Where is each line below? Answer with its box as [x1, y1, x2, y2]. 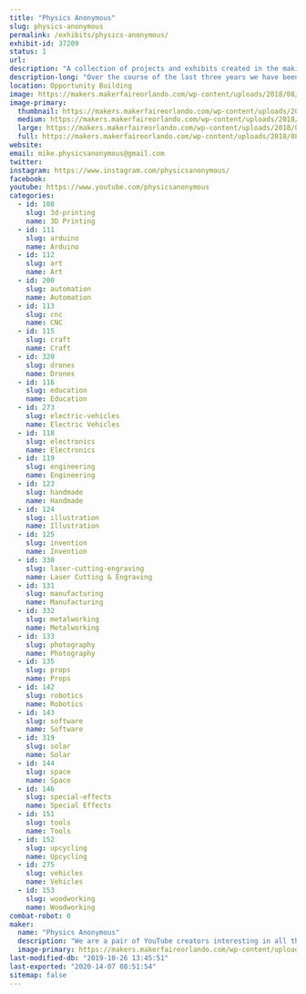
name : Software [25, 725, 84, 734]
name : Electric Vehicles [25, 420, 120, 429]
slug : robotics [25, 691, 84, 700]
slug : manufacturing [25, 589, 104, 599]
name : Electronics [25, 446, 96, 455]
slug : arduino [25, 233, 79, 242]
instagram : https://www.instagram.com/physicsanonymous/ [9, 166, 230, 175]
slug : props [25, 666, 71, 675]
